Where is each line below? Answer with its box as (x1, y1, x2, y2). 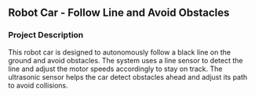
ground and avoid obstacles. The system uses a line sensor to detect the (8, 55, 243, 65)
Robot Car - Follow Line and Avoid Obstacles (8, 6, 230, 20)
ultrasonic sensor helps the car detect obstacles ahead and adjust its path (8, 72, 248, 81)
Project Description (8, 30, 84, 41)
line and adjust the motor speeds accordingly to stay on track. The (8, 64, 223, 73)
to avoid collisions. (8, 80, 68, 90)
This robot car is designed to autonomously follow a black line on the (8, 47, 231, 57)
